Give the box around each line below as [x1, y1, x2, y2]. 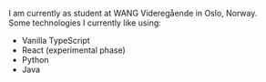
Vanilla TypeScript [21, 36, 90, 46]
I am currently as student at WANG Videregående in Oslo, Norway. [8, 8, 258, 18]
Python [21, 55, 49, 65]
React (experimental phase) [21, 45, 126, 56]
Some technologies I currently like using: [8, 17, 161, 28]
